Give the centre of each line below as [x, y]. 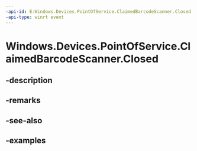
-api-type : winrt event [35, 17]
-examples [26, 141]
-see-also [24, 121]
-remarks [23, 101]
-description [29, 81]
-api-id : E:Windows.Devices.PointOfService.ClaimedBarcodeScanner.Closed [98, 12]
